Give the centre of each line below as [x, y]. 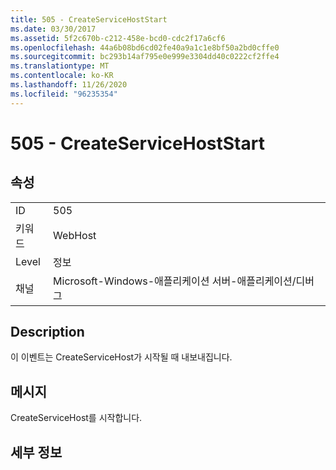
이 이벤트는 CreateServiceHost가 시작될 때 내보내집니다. [121, 357]
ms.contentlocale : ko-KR [62, 76]
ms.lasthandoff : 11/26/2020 [69, 85]
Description [47, 332]
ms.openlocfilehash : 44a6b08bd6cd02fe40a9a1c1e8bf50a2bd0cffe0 [145, 47]
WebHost [75, 235]
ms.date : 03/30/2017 [53, 29]
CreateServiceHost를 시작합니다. [76, 418]
